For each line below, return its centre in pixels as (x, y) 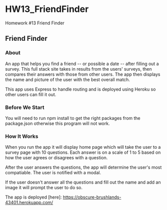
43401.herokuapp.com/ (29, 203)
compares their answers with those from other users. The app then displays (83, 74)
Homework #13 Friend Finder (35, 23)
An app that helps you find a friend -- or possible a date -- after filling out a (82, 64)
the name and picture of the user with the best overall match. (68, 79)
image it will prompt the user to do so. (44, 188)
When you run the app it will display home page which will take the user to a (83, 147)
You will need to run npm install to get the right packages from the (73, 118)
